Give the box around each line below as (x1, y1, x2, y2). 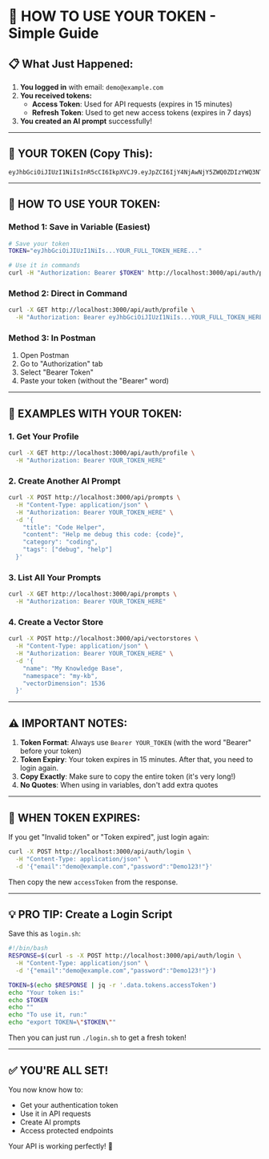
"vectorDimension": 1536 (22, 680, 106, 688)
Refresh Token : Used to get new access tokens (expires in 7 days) (31, 108, 252, 117)
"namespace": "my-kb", (22, 672, 98, 680)
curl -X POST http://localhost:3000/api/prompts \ (8, 494, 181, 502)
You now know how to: (8, 1085, 84, 1094)
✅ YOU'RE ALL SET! (8, 1064, 109, 1077)
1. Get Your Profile (8, 431, 79, 442)
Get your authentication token (19, 1100, 118, 1109)
